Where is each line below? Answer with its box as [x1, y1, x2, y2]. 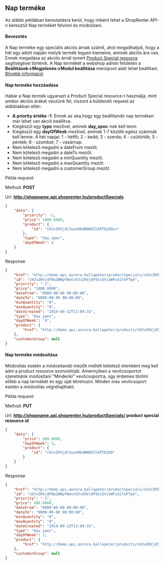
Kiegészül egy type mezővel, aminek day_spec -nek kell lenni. [12, 123, 137, 130]
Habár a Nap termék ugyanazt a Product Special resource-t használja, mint [5, 93, 157, 99]
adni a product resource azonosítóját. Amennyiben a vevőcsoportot [5, 368, 141, 374]
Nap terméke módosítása [5, 352, 58, 358]
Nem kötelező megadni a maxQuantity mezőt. [12, 160, 105, 166]
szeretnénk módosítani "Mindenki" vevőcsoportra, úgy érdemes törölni [5, 373, 149, 379]
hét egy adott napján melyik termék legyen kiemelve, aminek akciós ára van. [5, 50, 160, 56]
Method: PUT [5, 403, 32, 409]
